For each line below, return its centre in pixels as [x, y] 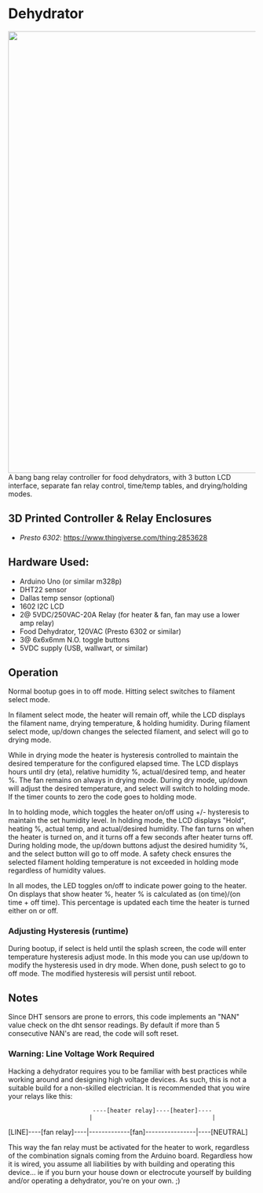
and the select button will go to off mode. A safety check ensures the [120, 854]
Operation [33, 672]
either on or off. [33, 911]
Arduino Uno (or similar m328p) [71, 581]
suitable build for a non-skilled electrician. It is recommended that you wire [129, 1088]
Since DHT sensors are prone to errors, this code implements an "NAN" [124, 1017]
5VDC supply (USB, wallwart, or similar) [84, 648]
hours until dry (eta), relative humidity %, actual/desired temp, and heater [127, 772]
